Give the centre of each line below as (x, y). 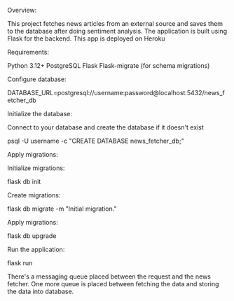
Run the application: (36, 249)
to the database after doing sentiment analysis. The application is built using (117, 31)
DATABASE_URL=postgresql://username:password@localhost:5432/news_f (116, 93)
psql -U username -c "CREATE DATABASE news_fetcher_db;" (96, 141)
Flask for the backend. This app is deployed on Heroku (87, 38)
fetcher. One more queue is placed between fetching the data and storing (113, 284)
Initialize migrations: (36, 168)
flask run (20, 263)
